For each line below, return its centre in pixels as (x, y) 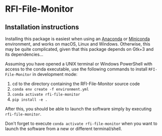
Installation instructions (42, 27)
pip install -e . (30, 100)
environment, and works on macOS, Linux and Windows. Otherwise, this (78, 44)
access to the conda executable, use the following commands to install (76, 69)
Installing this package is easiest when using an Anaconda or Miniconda (78, 39)
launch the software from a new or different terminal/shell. (63, 129)
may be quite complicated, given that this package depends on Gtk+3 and (79, 49)
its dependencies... (24, 54)
